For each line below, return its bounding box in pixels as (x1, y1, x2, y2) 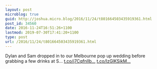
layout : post (5, 7, 32, 12)
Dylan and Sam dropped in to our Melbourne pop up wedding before (5, 53, 146, 59)
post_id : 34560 (5, 21, 37, 26)
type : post (5, 35, 28, 40)
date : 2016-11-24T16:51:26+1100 (5, 26, 72, 31)
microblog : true (5, 12, 39, 17)
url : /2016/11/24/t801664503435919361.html (5, 39, 97, 44)
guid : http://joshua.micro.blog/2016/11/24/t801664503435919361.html (5, 16, 153, 21)
